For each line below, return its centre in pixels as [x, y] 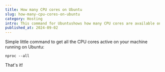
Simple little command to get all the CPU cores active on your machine [76, 42]
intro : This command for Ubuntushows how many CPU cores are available [80, 23]
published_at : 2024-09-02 [31, 28]
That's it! [14, 65]
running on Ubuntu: [25, 47]
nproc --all [17, 56]
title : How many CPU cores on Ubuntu [44, 10]
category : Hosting [24, 19]
